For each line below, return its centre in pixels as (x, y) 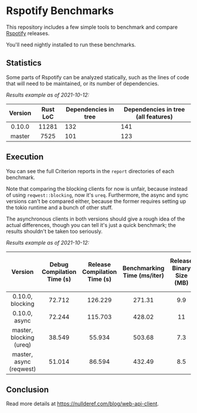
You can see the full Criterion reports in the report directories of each (90, 171)
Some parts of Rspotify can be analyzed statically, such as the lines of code (98, 77)
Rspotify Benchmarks (60, 11)
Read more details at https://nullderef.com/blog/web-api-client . (83, 404)
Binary (181, 268)
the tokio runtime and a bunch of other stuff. (60, 207)
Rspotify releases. (28, 33)
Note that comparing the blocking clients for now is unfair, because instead (97, 188)
